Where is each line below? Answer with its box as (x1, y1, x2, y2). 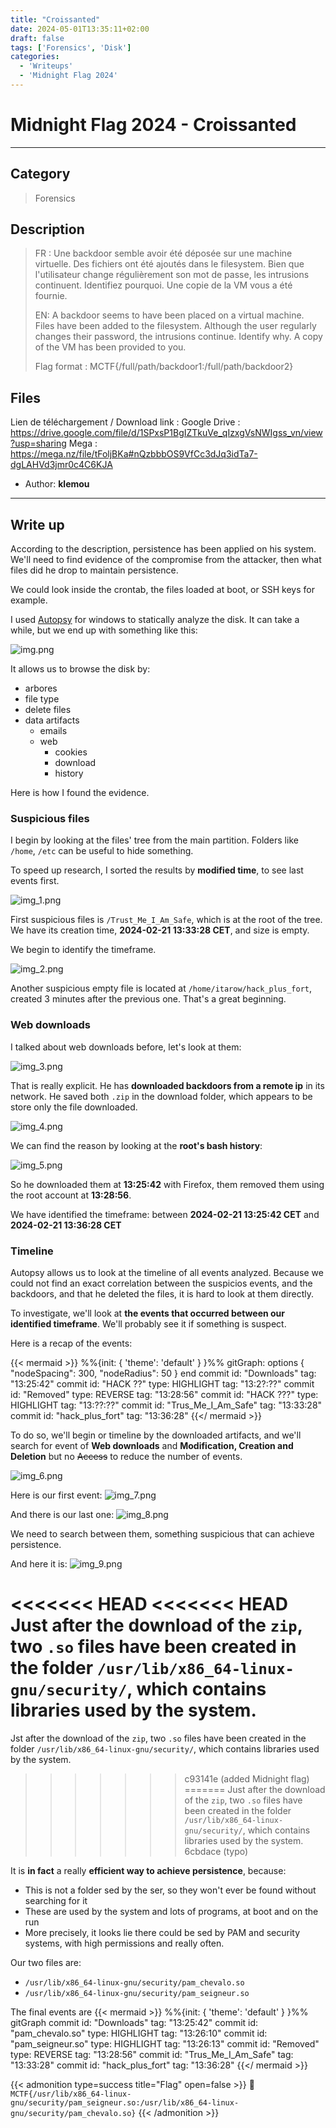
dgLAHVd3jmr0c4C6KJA (10, 459, 113, 471)
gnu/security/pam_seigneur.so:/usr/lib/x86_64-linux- (10, 2097, 240, 2108)
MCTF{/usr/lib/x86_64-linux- (10, 2089, 132, 2099)
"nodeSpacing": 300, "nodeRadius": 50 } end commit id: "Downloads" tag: (10, 1367, 317, 1379)
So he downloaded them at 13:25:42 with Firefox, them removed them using (10, 1178, 325, 1190)
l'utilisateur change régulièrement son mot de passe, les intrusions (34, 269, 310, 281)
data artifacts (24, 714, 80, 726)
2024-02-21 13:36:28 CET (10, 1219, 122, 1231)
